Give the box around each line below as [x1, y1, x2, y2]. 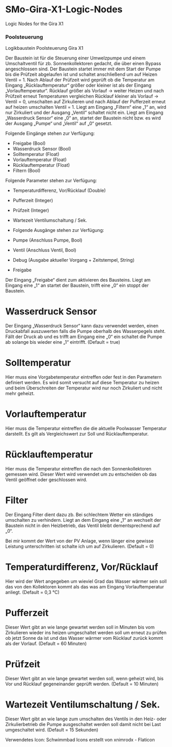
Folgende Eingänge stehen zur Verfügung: [5, 130, 95, 136]
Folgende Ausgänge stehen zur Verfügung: [12, 227, 104, 233]
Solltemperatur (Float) [12, 151, 60, 158]
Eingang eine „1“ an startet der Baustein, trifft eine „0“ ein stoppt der [5, 282, 149, 288]
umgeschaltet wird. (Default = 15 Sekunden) [5, 726, 99, 733]
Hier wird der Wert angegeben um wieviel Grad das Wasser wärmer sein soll [5, 578, 167, 584]
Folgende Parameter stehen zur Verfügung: [5, 178, 98, 184]
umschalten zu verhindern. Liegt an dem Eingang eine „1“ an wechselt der [5, 517, 162, 523]
